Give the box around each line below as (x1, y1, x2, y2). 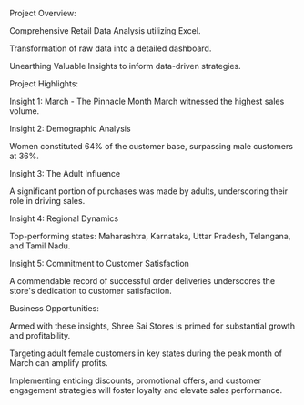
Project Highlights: (9, 78, 79, 89)
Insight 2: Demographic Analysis (9, 123, 131, 134)
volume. (9, 106, 40, 116)
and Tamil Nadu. (9, 240, 71, 251)
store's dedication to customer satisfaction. (9, 286, 173, 296)
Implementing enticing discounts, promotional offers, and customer (9, 375, 262, 386)
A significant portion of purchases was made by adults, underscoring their (9, 186, 289, 197)
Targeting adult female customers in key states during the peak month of (9, 348, 282, 359)
